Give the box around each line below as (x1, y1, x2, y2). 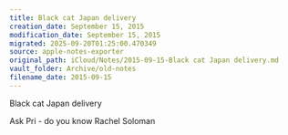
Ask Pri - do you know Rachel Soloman (9, 115, 156, 126)
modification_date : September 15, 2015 (9, 30, 161, 39)
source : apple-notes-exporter (9, 47, 125, 57)
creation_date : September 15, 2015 (9, 22, 145, 31)
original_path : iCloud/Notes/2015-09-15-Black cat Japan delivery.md (9, 56, 280, 65)
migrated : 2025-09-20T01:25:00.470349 (9, 38, 157, 48)
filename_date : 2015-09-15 (9, 73, 112, 82)
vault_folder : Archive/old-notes (9, 65, 137, 74)
